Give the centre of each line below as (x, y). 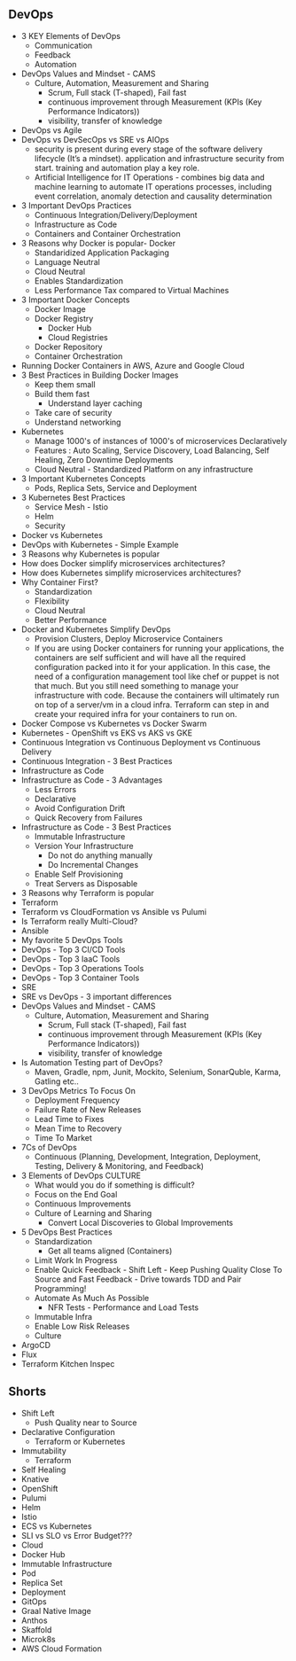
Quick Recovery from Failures (88, 817)
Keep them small (65, 384)
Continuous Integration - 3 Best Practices (97, 760)
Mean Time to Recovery (78, 1128)
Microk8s (38, 1639)
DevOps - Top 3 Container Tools (80, 978)
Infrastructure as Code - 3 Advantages (92, 780)
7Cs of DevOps (49, 1147)
